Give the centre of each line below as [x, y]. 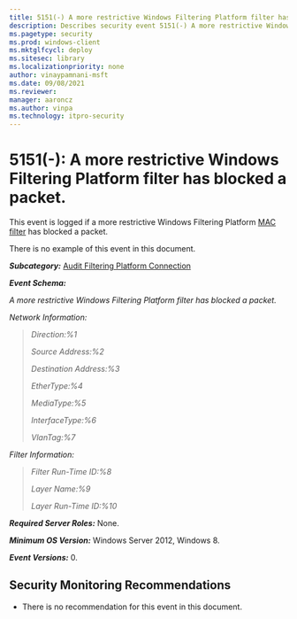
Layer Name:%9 [61, 489]
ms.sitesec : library [47, 58]
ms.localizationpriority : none [67, 67]
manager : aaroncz [41, 100]
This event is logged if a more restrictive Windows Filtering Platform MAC [143, 222]
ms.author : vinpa [41, 108]
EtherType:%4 [57, 386]
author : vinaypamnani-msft [59, 75]
